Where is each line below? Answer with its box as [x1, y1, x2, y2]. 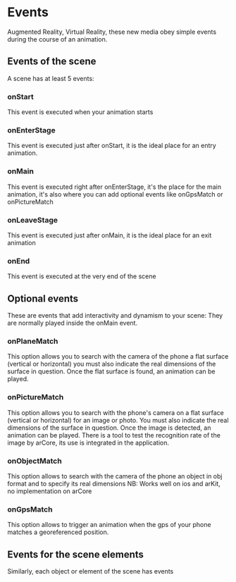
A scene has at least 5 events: [7, 74, 94, 82]
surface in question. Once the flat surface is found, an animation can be [7, 367, 216, 376]
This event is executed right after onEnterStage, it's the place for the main [7, 182, 222, 191]
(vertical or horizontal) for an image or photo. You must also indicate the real [7, 416, 229, 424]
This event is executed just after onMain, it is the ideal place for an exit [7, 230, 212, 240]
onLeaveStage [7, 215, 58, 225]
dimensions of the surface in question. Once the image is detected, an [7, 423, 211, 432]
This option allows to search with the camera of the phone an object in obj [7, 471, 223, 480]
